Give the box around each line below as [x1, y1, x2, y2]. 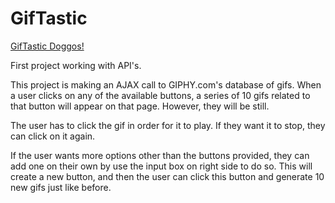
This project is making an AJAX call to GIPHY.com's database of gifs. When [10, 78, 322, 91]
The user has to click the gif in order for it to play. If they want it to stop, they [10, 119, 326, 131]
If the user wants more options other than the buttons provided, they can [10, 149, 310, 161]
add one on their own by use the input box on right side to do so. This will [10, 160, 313, 172]
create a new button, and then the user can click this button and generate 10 [10, 170, 325, 182]
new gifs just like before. [10, 181, 112, 193]
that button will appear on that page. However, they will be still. [10, 100, 270, 112]
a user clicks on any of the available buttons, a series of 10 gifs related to [10, 89, 311, 101]
